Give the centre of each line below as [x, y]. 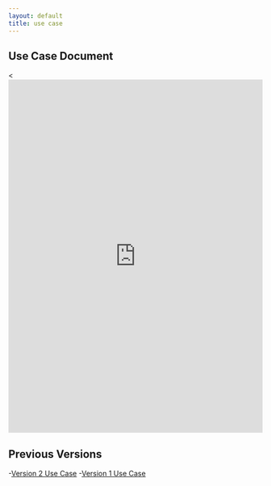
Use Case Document [61, 56]
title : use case [35, 23]
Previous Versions [55, 454]
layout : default [35, 16]
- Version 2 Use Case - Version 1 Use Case [77, 474]
